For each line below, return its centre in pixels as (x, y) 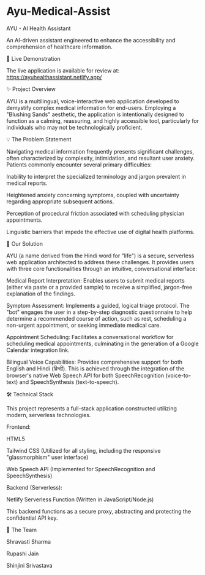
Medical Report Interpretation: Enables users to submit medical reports (95, 280)
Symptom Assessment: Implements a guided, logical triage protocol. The (98, 305)
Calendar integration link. (38, 350)
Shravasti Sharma (28, 541)
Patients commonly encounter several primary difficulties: (79, 165)
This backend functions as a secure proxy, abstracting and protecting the (99, 511)
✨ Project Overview (31, 89)
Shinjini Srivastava (30, 565)
